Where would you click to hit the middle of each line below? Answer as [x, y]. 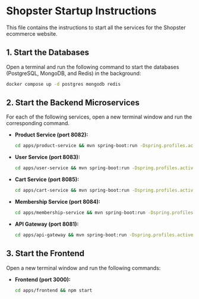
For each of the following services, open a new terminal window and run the [99, 117]
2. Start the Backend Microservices [73, 103]
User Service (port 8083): [47, 157]
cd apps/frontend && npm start [53, 290]
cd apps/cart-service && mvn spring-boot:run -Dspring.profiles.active [105, 191]
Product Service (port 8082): [51, 135]
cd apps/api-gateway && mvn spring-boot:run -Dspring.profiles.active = [105, 235]
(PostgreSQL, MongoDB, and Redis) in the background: [74, 73]
